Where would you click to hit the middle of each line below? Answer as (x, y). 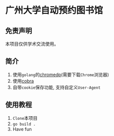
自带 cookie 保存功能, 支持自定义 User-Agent (56, 87)
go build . (24, 124)
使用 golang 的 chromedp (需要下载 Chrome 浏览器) (61, 75)
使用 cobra (23, 81)
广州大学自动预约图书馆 (54, 10)
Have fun (22, 129)
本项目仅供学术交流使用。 (32, 44)
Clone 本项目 (25, 118)
